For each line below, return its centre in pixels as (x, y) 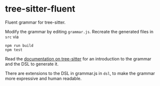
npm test (14, 50)
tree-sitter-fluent (40, 9)
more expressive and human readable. (43, 78)
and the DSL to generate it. (32, 64)
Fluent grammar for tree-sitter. (35, 22)
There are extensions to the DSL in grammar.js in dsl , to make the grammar (80, 73)
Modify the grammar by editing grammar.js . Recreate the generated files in (79, 31)
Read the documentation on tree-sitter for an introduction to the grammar (78, 58)
